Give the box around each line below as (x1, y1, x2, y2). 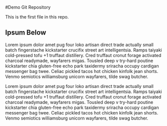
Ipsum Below (5, 28, 46, 37)
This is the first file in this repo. (5, 14, 69, 19)
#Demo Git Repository (5, 4, 51, 10)
